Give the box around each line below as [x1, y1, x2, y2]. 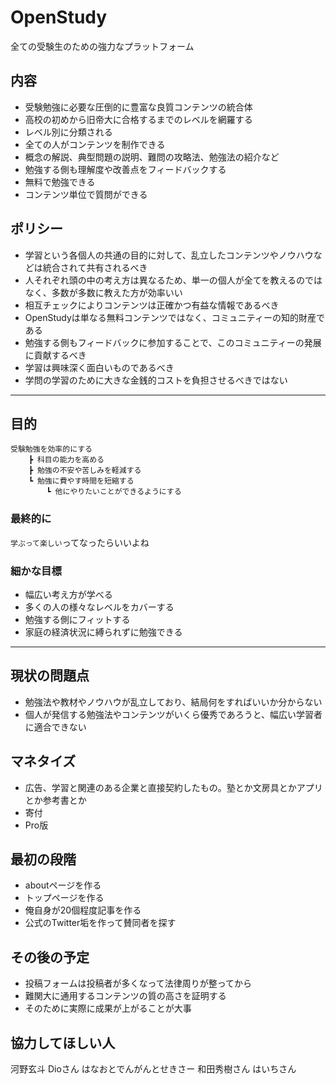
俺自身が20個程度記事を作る [24, 904, 142, 916]
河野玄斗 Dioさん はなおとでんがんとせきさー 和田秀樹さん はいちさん [10, 1063, 297, 1075]
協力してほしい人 [10, 1034, 116, 1051]
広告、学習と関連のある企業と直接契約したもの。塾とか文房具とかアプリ [24, 781, 323, 793]
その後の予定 [10, 949, 90, 966]
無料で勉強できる [24, 176, 96, 188]
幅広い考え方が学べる [24, 588, 113, 600]
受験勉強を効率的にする [10, 444, 93, 455]
